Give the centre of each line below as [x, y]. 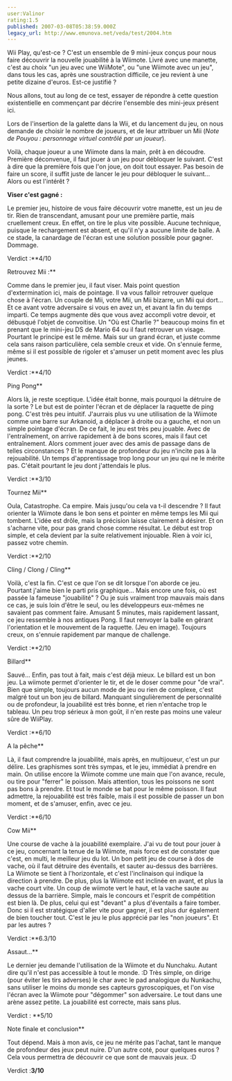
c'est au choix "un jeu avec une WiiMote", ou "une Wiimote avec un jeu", [110, 67]
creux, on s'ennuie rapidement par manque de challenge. [89, 634]
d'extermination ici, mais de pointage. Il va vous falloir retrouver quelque [110, 293]
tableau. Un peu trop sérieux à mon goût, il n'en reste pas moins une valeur [115, 712]
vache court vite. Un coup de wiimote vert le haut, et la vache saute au [108, 888]
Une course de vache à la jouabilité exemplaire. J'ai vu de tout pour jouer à [114, 844]
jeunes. [18, 359]
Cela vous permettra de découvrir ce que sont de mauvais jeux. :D [102, 1057]
